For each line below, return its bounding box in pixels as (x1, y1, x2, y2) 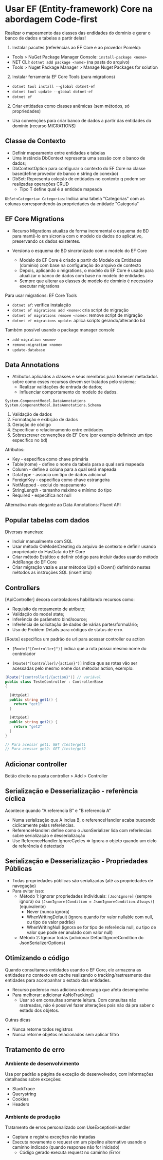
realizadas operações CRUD (12, 181, 69, 187)
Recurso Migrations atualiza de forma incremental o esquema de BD (12, 228, 149, 233)
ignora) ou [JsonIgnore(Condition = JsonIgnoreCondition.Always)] (19, 898, 155, 904)
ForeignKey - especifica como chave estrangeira (12, 477, 110, 483)
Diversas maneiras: (5, 529, 44, 535)
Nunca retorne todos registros (12, 1026, 73, 1032)
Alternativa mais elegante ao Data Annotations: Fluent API (5, 502, 121, 508)
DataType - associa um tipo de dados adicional (12, 472, 107, 478)
